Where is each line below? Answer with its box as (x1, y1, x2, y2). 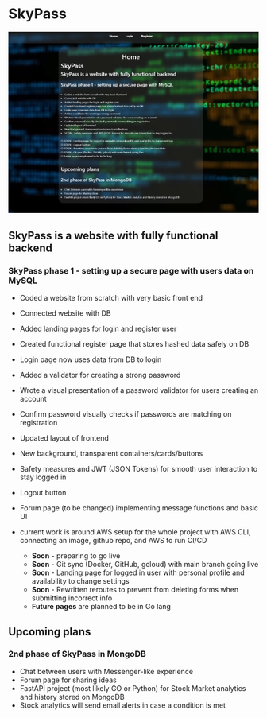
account (19, 394, 48, 404)
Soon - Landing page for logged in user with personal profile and (31, 568, 245, 577)
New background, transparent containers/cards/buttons (19, 448, 203, 458)
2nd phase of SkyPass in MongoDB (8, 649, 147, 660)
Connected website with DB (19, 309, 111, 318)
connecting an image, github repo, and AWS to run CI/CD (19, 536, 207, 545)
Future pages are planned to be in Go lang (31, 602, 171, 611)
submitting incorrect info (31, 593, 113, 603)
